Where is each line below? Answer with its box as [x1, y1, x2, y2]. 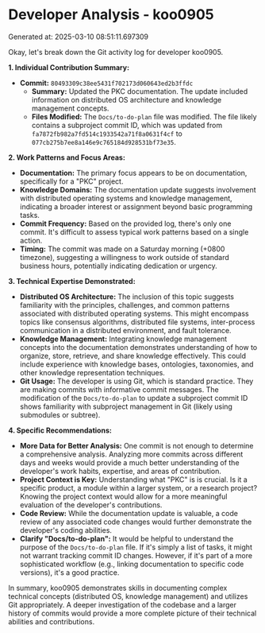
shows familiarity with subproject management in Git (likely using [19, 402, 232, 411]
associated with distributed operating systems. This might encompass [19, 309, 249, 318]
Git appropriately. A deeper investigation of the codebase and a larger [8, 600, 236, 609]
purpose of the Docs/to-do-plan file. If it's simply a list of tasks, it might [19, 542, 252, 552]
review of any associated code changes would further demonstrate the [19, 517, 252, 526]
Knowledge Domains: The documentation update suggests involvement [19, 184, 256, 194]
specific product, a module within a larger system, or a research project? [19, 483, 258, 492]
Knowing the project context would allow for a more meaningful [19, 491, 228, 501]
